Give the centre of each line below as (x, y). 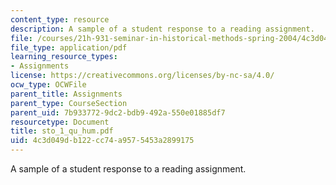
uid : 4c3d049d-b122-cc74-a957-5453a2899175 (102, 141)
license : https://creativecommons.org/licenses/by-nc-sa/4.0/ (142, 76)
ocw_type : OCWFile (48, 85)
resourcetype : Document (60, 122)
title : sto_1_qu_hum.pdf (62, 131)
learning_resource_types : (64, 57)
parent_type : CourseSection (69, 103)
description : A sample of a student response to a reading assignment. (162, 29)
